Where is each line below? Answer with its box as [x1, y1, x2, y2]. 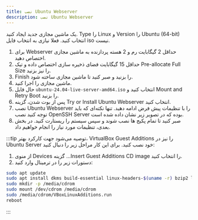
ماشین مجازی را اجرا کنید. [14, 79, 72, 86]
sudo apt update [6, 170, 46, 176]
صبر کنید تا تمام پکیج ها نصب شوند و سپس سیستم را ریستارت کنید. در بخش [14, 117, 181, 124]
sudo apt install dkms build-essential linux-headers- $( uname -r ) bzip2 [6, 175, 189, 182]
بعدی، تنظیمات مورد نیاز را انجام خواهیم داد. [14, 123, 111, 130]
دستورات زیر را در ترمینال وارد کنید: [14, 159, 93, 166]
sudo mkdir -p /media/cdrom [6, 181, 75, 187]
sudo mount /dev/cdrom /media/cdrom [6, 186, 96, 192]
